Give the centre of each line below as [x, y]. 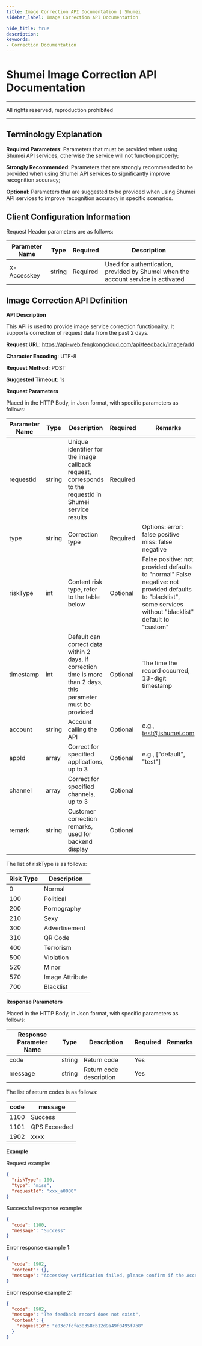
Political [55, 899]
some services [163, 605]
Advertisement [65, 928]
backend [80, 842]
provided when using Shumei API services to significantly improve [88, 173]
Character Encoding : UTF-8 [41, 357]
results [77, 517]
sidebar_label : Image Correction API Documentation [72, 17]
